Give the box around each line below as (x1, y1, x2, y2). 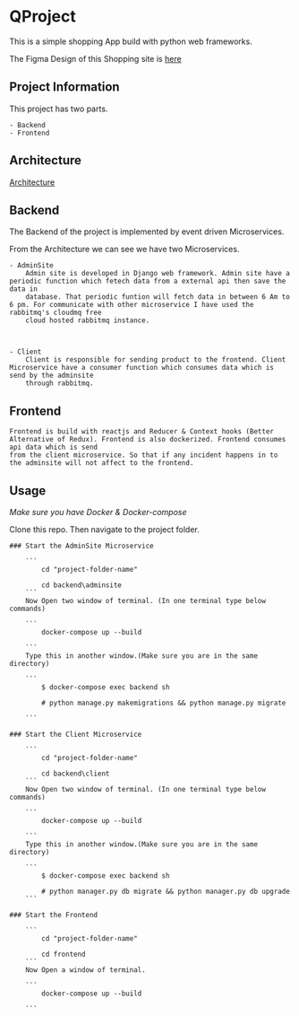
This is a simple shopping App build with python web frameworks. (9, 36, 252, 47)
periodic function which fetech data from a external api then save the (9, 276, 286, 286)
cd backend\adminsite (41, 581, 123, 590)
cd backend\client (41, 769, 110, 778)
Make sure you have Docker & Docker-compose (9, 507, 187, 517)
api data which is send (9, 442, 98, 452)
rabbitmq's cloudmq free (9, 308, 102, 318)
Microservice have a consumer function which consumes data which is (9, 363, 275, 372)
